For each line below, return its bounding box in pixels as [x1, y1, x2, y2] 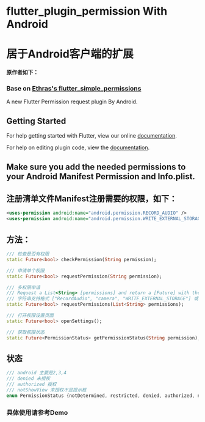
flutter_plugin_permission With [6, 4, 168, 18]
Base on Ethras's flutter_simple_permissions [6, 84, 142, 93]
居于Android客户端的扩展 [6, 47, 134, 61]
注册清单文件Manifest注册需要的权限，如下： [6, 194, 178, 204]
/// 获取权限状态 [6, 329, 45, 335]
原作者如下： [6, 68, 38, 76]
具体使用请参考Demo [6, 408, 68, 416]
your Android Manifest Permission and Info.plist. [6, 171, 195, 182]
